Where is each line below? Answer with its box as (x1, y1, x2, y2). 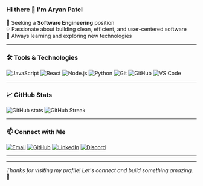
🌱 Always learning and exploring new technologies (6, 33, 132, 40)
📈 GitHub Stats (6, 91, 53, 99)
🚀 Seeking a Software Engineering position (6, 19, 115, 27)
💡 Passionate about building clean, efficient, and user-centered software (6, 25, 187, 33)
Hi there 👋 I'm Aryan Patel (6, 5, 83, 14)
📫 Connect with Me (6, 127, 66, 136)
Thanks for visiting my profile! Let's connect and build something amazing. (6, 167, 193, 174)
